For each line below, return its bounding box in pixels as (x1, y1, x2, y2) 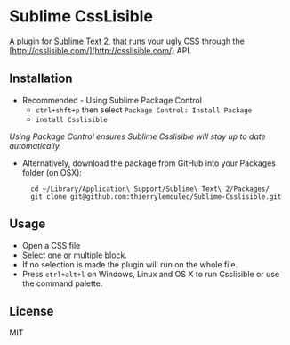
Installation (9, 71, 73, 86)
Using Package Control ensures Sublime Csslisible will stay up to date (9, 131, 267, 142)
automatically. (9, 140, 62, 151)
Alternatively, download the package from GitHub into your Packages (21, 158, 277, 168)
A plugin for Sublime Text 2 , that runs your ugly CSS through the (9, 36, 245, 46)
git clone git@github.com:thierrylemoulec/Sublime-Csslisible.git (30, 192, 282, 201)
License (9, 303, 54, 318)
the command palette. (21, 278, 103, 289)
